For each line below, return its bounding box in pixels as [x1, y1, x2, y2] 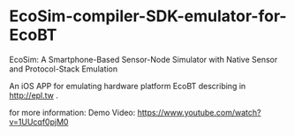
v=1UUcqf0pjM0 [9, 117, 69, 127]
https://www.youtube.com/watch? [137, 107, 261, 117]
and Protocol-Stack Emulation [9, 64, 118, 74]
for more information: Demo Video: [9, 107, 136, 117]
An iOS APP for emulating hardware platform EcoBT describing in [9, 80, 246, 91]
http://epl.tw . [9, 90, 59, 101]
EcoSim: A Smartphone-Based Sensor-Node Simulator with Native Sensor [9, 54, 278, 64]
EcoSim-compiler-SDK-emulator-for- [9, 6, 287, 26]
